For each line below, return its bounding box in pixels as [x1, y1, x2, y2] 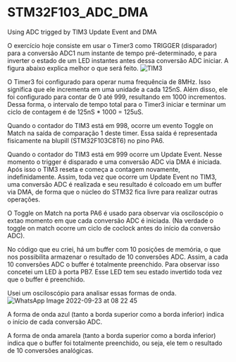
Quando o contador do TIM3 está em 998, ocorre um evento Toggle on [7, 121, 213, 129]
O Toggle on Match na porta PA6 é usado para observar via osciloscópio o [7, 209, 224, 217]
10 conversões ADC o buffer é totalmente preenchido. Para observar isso [7, 259, 220, 269]
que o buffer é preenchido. [7, 275, 85, 284]
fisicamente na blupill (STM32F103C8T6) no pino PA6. [7, 136, 165, 145]
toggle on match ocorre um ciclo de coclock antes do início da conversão [7, 223, 221, 232]
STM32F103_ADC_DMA [7, 4, 149, 21]
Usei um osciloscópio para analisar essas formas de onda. [7, 288, 177, 297]
